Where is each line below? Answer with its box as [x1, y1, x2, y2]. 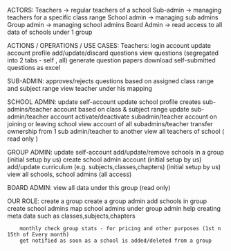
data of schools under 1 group [7, 28, 93, 36]
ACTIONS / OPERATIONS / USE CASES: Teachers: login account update [7, 42, 211, 49]
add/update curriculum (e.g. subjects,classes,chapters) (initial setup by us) [7, 163, 221, 171]
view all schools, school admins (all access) [7, 170, 132, 178]
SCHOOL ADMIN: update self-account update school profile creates [7, 98, 201, 106]
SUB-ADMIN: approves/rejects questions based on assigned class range [7, 77, 214, 85]
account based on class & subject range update [53, 105, 190, 113]
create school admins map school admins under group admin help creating [7, 205, 221, 212]
